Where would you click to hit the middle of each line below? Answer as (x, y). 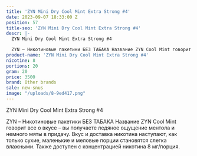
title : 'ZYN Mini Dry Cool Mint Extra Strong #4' (68, 11)
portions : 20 (22, 66)
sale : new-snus (25, 88)
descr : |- (18, 34)
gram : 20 (17, 71)
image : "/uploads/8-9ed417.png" (46, 94)
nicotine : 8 (21, 60)
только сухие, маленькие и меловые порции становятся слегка (86, 140)
